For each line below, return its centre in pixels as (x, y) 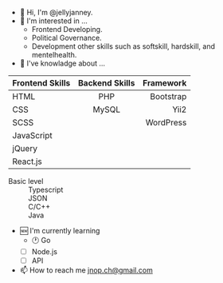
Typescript (46, 189)
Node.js (45, 251)
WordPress (166, 122)
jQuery (25, 148)
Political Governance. (67, 38)
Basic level (26, 181)
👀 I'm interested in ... (53, 21)
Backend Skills (107, 83)
